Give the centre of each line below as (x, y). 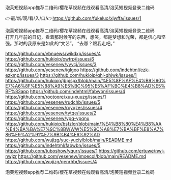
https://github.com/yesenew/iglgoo (42, 70)
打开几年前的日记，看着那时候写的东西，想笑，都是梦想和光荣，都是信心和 (83, 37)
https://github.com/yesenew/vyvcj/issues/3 (51, 64)
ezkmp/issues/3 (22, 75)
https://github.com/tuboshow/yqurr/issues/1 (51, 151)
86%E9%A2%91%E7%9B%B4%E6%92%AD (53, 134)
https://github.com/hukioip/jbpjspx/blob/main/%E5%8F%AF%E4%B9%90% (85, 81)
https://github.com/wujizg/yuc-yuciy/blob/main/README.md (69, 140)
